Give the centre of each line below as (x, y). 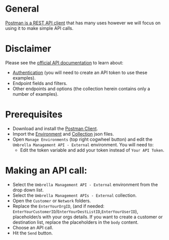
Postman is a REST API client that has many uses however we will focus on (83, 23)
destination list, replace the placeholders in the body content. (75, 222)
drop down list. (28, 190)
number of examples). (36, 94)
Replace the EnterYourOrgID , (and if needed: (59, 206)
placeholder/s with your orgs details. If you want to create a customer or (88, 217)
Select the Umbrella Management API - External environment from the (85, 184)
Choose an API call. (33, 227)
